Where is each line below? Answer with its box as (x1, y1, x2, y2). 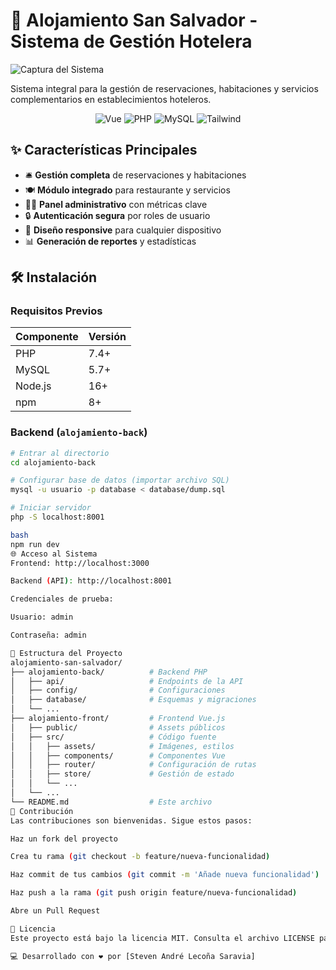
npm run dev (10, 539, 60, 549)
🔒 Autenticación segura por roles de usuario (24, 209, 211, 221)
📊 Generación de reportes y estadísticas (24, 235, 197, 247)
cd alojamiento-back (10, 457, 97, 468)
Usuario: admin (10, 612, 74, 623)
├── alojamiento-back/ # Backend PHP (10, 667, 208, 677)
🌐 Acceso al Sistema (10, 549, 98, 559)
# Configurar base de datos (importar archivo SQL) (10, 475, 230, 486)
